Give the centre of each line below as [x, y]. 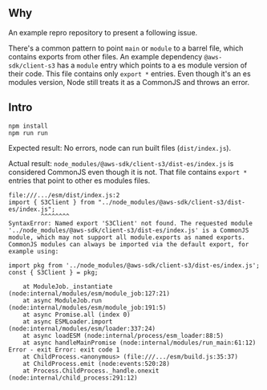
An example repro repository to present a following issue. [103, 32]
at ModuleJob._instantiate [68, 286]
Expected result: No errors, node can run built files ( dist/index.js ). [119, 148]
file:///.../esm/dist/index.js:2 [64, 195]
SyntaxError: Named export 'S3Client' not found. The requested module [130, 223]
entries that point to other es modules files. [79, 181]
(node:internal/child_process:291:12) [73, 378]
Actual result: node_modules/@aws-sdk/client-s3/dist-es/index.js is [121, 163]
